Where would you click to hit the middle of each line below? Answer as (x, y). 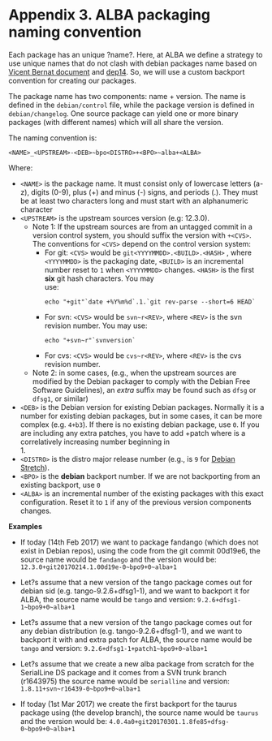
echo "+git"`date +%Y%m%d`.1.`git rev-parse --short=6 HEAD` (150, 302)
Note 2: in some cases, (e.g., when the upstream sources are (134, 373)
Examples (26, 526)
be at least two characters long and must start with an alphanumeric (134, 200)
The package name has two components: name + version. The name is (127, 96)
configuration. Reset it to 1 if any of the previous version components (136, 502)
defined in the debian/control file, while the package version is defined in (132, 105)
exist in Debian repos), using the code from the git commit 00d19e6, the (140, 550)
